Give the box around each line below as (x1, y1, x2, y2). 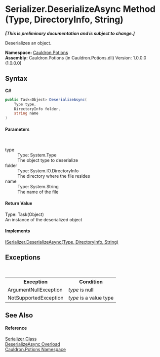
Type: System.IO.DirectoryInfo (17, 168, 79, 174)
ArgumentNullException (7, 286, 63, 293)
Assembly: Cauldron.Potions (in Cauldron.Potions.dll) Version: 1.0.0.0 (5, 54, 147, 60)
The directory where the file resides (17, 173, 90, 179)
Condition (79, 278, 103, 285)
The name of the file (17, 189, 59, 195)
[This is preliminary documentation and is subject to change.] (5, 30, 135, 36)
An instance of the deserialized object (5, 216, 82, 222)
